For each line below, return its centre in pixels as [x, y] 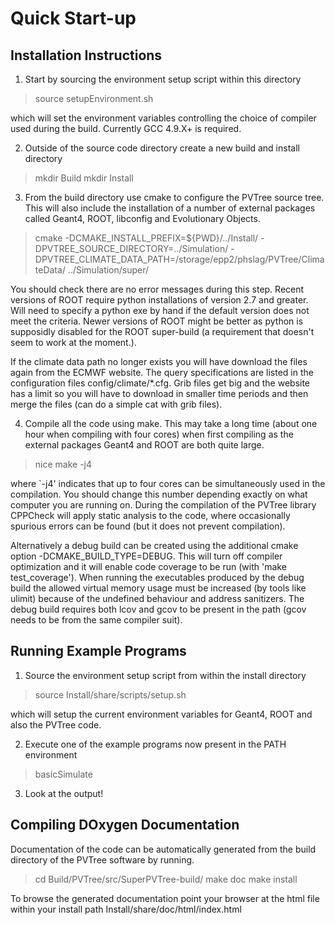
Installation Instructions [86, 55]
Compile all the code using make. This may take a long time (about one [171, 423]
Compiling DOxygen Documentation [125, 825]
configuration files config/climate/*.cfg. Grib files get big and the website [160, 383]
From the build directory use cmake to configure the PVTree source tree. [174, 197]
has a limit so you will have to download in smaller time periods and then [159, 393]
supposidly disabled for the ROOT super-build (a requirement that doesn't [162, 331]
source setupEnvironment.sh [94, 98]
